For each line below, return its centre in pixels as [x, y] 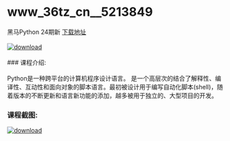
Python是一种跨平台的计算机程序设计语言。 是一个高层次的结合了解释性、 [111, 78]
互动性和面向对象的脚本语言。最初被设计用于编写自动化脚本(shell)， [121, 87]
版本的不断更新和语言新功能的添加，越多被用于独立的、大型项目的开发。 [115, 95]
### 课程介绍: [27, 62]
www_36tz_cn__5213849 [80, 12]
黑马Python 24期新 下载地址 [47, 32]
